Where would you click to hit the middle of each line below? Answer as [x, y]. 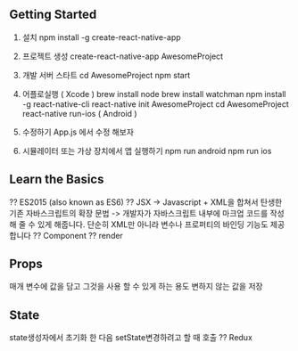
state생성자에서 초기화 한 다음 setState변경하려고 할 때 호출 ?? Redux [131, 338]
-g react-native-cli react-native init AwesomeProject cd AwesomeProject [156, 104]
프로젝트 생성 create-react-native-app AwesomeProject [123, 56]
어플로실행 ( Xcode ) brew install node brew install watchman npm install [154, 94]
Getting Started [53, 15]
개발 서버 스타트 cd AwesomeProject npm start [106, 75]
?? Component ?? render [78, 235]
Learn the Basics [57, 180]
